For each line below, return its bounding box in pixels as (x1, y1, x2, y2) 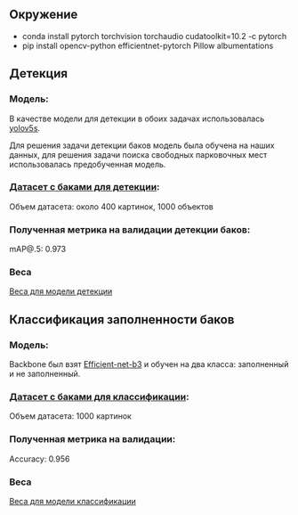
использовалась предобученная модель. (9, 159, 166, 169)
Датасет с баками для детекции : (9, 181, 160, 193)
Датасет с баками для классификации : (9, 391, 189, 403)
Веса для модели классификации (9, 495, 136, 506)
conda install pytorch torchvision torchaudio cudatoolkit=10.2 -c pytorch (21, 30, 287, 41)
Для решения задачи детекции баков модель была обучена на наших (9, 140, 275, 151)
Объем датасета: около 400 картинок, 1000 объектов (9, 200, 213, 212)
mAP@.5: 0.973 (9, 244, 67, 255)
